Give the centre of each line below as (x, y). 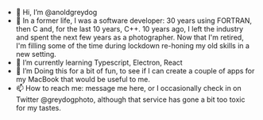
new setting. (36, 54)
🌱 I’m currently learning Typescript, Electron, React (99, 62)
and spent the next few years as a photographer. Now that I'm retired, (130, 37)
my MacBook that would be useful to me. (83, 79)
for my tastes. (38, 108)
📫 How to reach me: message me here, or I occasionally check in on (129, 88)
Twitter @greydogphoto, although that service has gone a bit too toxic (130, 99)
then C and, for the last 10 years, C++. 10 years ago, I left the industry (130, 29)
